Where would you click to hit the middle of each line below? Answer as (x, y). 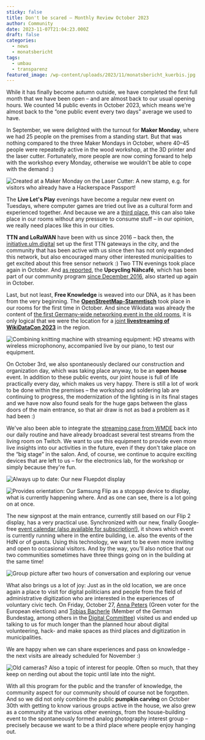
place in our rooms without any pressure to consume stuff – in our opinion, (100, 219)
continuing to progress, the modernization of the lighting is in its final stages (102, 397)
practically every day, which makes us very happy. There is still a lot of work (102, 384)
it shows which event (167, 529)
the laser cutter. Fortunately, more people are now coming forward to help (99, 156)
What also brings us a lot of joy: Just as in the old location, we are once (96, 586)
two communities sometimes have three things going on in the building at (99, 555)
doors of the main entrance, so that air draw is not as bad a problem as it (98, 410)
